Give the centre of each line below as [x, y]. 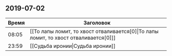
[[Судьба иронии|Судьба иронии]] [73, 46]
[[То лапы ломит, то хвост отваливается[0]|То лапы [94, 31]
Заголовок [97, 22]
